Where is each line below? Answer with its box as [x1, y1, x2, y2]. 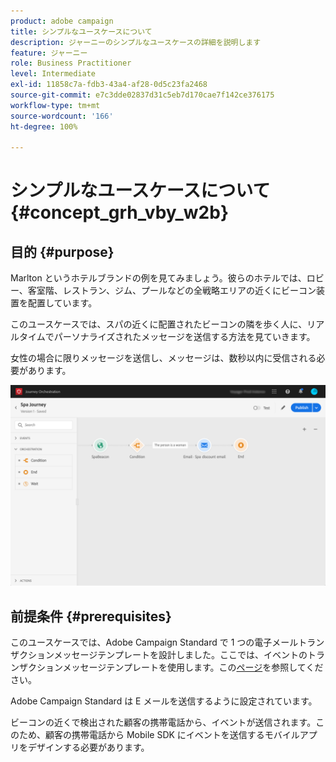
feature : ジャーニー [10, 48, 88, 58]
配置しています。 [27, 297, 98, 309]
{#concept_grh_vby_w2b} [10, 201, 230, 224]
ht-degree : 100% [10, 121, 78, 132]
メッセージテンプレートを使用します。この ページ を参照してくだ [62, 661, 324, 673]
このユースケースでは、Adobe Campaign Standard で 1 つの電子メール [10, 636, 299, 648]
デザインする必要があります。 [27, 741, 150, 753]
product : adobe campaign [10, 16, 114, 26]
